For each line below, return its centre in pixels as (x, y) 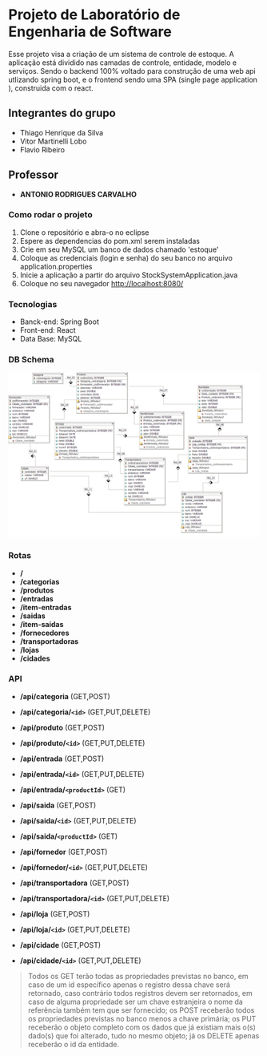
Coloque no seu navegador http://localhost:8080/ (102, 283)
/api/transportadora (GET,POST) (74, 883)
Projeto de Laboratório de (94, 15)
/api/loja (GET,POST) (55, 914)
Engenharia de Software (90, 32)
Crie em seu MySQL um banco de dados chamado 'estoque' (119, 249)
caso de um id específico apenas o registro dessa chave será (129, 985)
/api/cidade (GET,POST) (60, 945)
